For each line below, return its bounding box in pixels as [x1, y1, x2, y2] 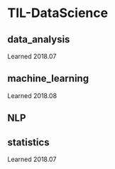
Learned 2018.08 [7, 91, 57, 100]
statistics [7, 136, 50, 148]
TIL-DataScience [7, 5, 109, 21]
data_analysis [7, 33, 70, 45]
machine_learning [7, 72, 89, 84]
